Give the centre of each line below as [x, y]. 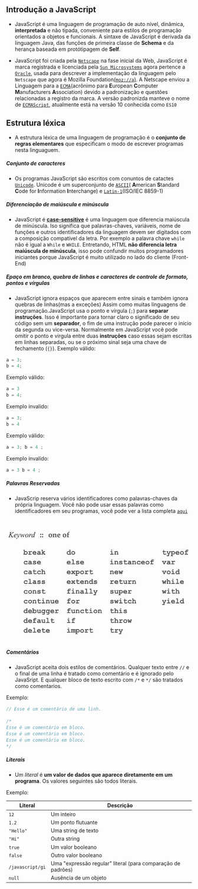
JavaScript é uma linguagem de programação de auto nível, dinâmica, [100, 24]
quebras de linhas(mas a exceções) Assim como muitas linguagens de [100, 304]
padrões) [62, 869]
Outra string [65, 839]
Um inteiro [63, 814]
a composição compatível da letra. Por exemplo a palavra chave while [100, 238]
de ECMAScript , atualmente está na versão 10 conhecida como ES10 [95, 104]
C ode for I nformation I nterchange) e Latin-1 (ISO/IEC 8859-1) [89, 191]
